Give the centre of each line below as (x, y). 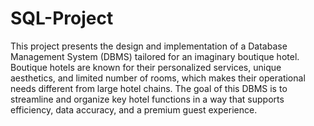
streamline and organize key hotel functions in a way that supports (147, 99)
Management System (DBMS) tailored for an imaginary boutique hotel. (155, 56)
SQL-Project (62, 18)
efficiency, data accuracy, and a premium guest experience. (134, 109)
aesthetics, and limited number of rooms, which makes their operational (158, 78)
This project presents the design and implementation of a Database (149, 46)
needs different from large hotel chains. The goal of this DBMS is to (149, 88)
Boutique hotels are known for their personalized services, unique (146, 67)
